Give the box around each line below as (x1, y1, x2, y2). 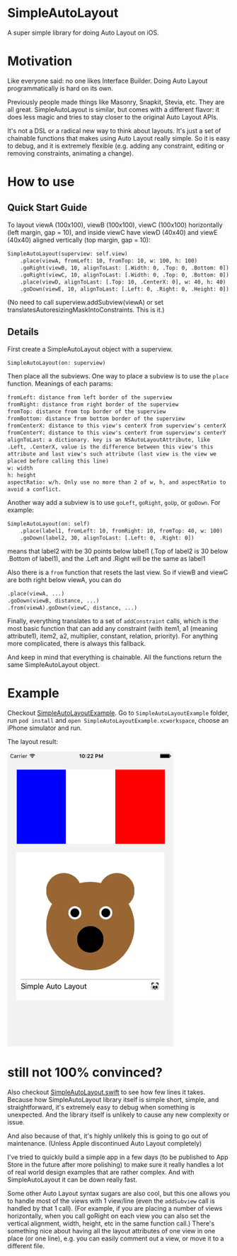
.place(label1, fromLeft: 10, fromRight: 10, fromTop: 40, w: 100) (20, 527, 223, 535)
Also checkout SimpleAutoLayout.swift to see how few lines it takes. (7, 1088, 205, 1096)
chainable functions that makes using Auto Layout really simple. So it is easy (7, 134, 230, 142)
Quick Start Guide (7, 202, 88, 214)
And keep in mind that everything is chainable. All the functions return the (7, 653, 222, 661)
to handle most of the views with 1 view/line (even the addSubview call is (7, 1197, 216, 1205)
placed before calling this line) (7, 458, 110, 465)
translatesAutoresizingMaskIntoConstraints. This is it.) (7, 306, 165, 314)
